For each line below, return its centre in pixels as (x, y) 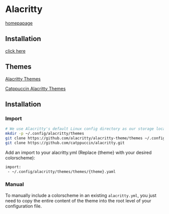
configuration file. (23, 206)
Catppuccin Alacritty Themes (35, 88)
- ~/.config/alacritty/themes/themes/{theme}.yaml (61, 171)
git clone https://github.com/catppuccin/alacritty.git (65, 143)
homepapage (19, 23)
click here (16, 51)
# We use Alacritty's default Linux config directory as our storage (80, 129)
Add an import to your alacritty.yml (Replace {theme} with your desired (78, 152)
